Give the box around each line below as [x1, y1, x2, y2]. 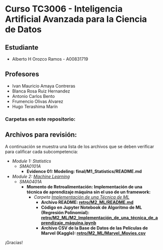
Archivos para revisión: [5, 131, 77, 139]
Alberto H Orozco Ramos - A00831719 [12, 56, 88, 62]
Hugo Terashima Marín [12, 103, 58, 109]
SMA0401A [19, 178, 42, 185]
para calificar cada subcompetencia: [5, 149, 79, 155]
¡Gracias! [5, 239, 23, 245]
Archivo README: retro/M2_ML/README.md [41, 199, 134, 205]
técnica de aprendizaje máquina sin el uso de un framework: [26, 189, 151, 195]
